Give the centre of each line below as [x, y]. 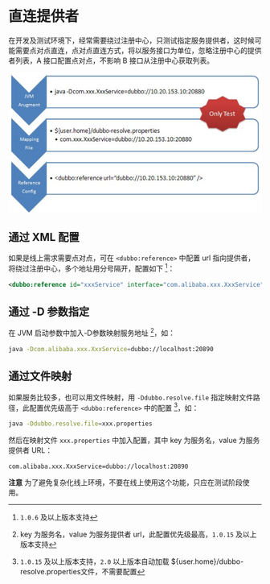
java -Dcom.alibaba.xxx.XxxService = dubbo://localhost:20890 [111, 350]
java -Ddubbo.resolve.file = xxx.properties [80, 424]
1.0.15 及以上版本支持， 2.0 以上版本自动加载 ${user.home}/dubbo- [132, 561]
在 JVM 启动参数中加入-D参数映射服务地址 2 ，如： [92, 333]
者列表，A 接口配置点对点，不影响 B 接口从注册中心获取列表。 [111, 60]
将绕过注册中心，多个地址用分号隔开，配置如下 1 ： [92, 268]
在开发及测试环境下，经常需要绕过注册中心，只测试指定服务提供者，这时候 [131, 40]
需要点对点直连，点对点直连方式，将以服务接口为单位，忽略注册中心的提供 [138, 50]
